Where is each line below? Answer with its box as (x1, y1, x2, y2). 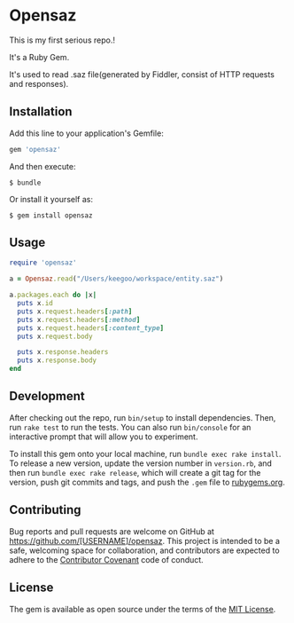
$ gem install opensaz (9, 210, 93, 220)
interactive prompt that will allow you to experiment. (9, 431, 198, 442)
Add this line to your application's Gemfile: (9, 128, 164, 138)
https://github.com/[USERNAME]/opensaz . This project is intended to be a (9, 535, 281, 546)
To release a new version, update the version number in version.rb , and (9, 458, 273, 469)
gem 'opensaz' (9, 145, 62, 154)
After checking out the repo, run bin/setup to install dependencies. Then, (9, 412, 276, 422)
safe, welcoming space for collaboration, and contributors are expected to (9, 545, 281, 556)
